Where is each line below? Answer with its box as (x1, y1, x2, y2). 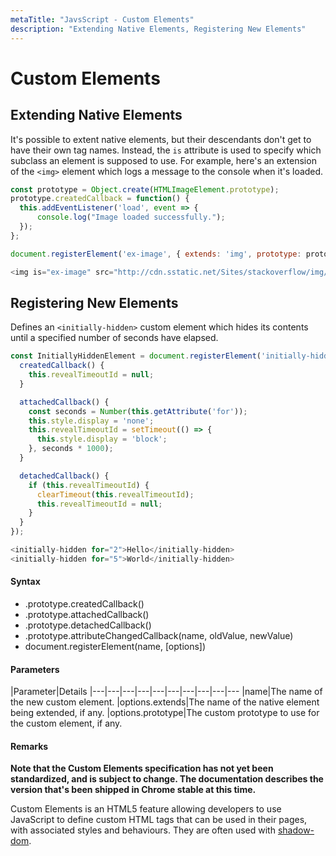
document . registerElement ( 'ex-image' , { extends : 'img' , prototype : (10, 249, 302, 259)
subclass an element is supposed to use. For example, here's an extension (10, 154, 317, 166)
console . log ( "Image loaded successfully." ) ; (36, 212, 226, 223)
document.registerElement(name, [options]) (24, 641, 207, 653)
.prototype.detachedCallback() (24, 619, 152, 631)
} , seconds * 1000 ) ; (28, 444, 114, 454)
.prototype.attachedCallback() (24, 609, 150, 621)
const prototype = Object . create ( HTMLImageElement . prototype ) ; (10, 184, 280, 195)
